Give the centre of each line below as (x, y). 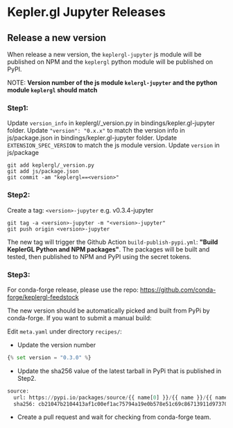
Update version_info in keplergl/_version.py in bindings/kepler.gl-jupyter (111, 123)
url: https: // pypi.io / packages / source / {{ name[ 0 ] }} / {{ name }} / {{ (113, 397)
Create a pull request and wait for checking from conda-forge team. (114, 417)
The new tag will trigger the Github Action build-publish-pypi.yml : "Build (113, 242)
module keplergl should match (52, 90)
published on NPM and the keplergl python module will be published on (110, 62)
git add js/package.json (43, 172)
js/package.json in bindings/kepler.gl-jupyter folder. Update (92, 138)
